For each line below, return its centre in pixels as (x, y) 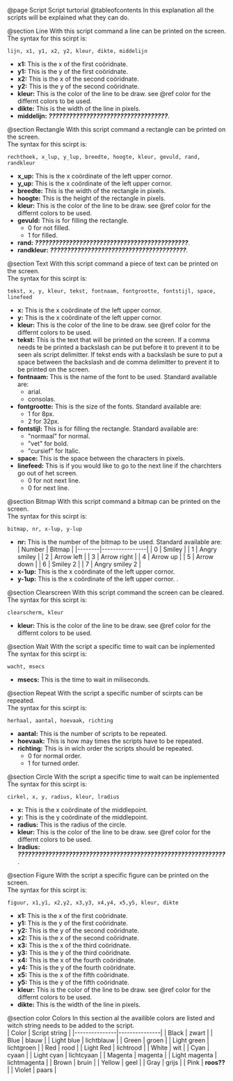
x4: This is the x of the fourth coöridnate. (76, 960)
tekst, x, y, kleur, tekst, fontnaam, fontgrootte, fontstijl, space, (112, 291)
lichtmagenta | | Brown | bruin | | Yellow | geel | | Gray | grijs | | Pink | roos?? (116, 1063)
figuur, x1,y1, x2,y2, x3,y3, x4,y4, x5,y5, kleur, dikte (93, 903)
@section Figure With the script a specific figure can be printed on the (108, 875)
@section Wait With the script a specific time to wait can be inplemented (111, 646)
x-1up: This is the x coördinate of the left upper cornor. (96, 572)
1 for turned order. (54, 763)
